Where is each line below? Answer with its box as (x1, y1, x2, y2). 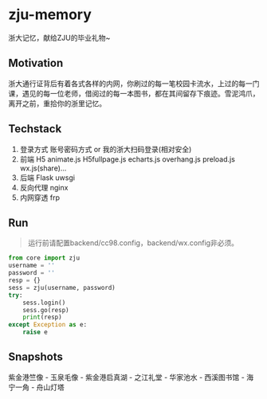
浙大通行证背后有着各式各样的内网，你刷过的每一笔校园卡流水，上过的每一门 (8, 78, 260, 88)
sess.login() (22, 299, 66, 307)
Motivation (8, 57, 64, 70)
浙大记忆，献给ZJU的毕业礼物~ (8, 33, 111, 42)
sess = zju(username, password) (8, 284, 116, 291)
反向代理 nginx (19, 182, 69, 192)
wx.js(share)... (19, 163, 67, 173)
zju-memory (8, 6, 92, 24)
